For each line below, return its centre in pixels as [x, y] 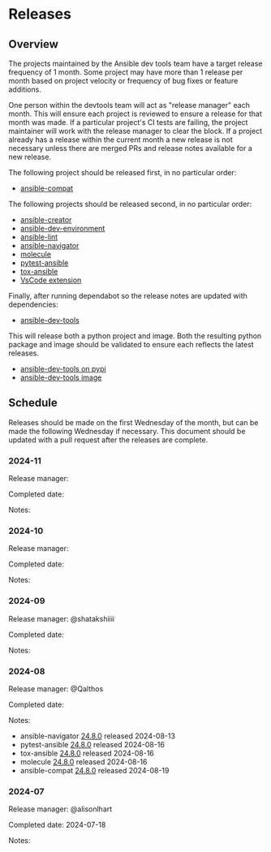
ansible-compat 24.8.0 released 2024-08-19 [95, 770]
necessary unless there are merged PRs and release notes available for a [131, 148]
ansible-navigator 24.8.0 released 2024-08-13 [98, 736]
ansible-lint [39, 237]
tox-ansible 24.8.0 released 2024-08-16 [87, 753]
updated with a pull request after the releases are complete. [108, 440]
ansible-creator [46, 219]
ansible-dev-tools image [61, 377]
